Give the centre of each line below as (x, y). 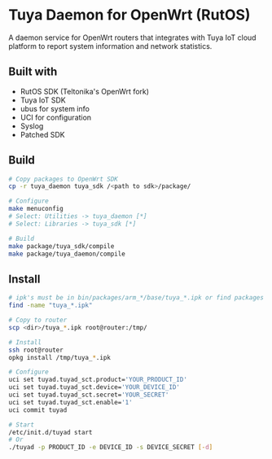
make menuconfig (36, 209)
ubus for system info (55, 108)
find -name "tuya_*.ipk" (50, 306)
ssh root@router (36, 350)
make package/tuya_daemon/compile (67, 254)
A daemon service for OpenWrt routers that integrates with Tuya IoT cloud (132, 37)
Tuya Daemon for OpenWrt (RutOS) (129, 15)
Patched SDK (42, 134)
